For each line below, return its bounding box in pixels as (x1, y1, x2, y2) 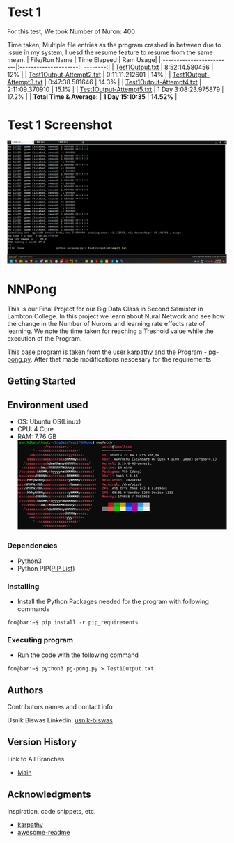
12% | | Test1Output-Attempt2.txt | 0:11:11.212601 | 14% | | (7, 70, 171, 79)
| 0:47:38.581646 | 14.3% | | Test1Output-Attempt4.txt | (44, 77, 202, 86)
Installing (7, 581, 40, 591)
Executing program (7, 635, 74, 644)
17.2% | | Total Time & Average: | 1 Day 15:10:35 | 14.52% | (7, 92, 178, 101)
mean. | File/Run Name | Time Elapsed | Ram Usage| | (7, 55, 162, 63)
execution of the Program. (7, 334, 82, 343)
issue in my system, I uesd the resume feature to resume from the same (7, 48, 214, 56)
